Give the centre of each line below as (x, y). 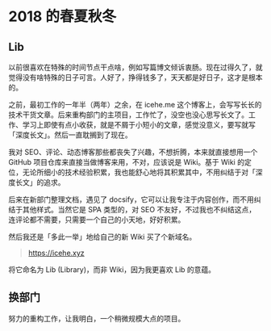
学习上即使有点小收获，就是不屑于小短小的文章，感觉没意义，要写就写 (139, 125)
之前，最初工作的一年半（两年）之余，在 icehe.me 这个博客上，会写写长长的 (135, 105)
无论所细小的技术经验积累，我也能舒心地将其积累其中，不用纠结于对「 (139, 172)
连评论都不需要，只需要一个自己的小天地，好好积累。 (97, 220)
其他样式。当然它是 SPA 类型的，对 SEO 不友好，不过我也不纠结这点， (139, 209)
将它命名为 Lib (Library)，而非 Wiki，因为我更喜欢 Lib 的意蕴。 (112, 270)
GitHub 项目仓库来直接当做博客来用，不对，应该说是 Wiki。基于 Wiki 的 (126, 162)
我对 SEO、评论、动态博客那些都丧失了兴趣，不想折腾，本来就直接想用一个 (133, 152)
